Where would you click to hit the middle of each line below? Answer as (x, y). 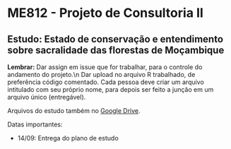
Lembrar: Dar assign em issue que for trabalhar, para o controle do (105, 67)
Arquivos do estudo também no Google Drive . (74, 111)
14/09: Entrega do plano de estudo (68, 138)
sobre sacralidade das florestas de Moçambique (116, 50)
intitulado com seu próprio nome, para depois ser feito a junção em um (111, 89)
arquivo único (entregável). (47, 97)
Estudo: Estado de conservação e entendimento (115, 39)
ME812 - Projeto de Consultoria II (105, 13)
